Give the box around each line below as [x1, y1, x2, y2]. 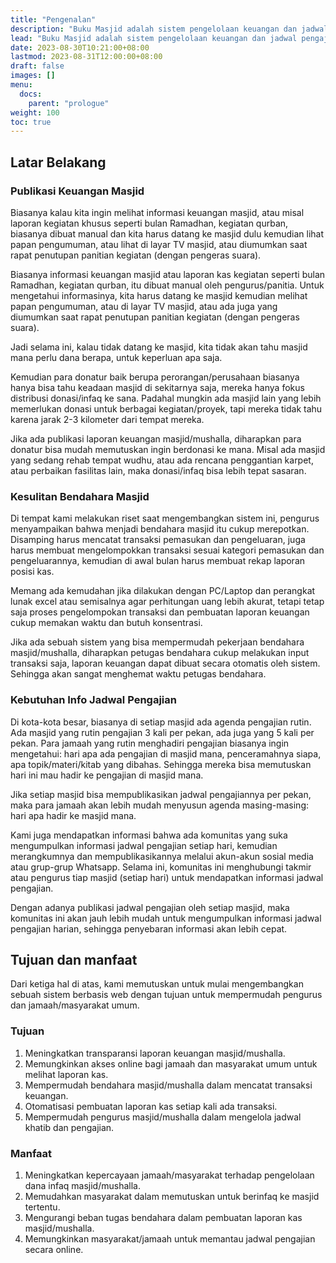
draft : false [10, 61, 65, 71]
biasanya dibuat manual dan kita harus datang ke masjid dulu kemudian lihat [10, 227, 325, 240]
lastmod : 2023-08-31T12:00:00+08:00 [10, 52, 163, 62]
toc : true [10, 117, 52, 127]
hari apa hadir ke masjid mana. [10, 809, 137, 821]
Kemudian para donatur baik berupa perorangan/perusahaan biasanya [10, 371, 300, 383]
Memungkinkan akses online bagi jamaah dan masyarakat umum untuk [24, 1057, 318, 1070]
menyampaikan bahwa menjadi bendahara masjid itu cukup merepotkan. [10, 523, 310, 535]
